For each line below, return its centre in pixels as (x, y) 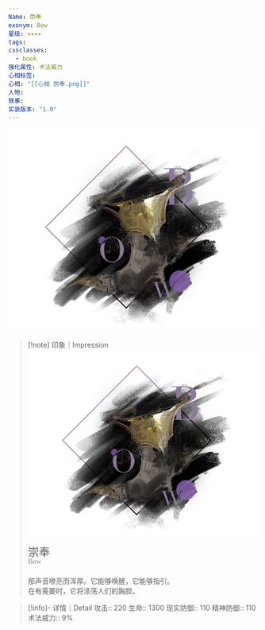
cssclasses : (28, 51)
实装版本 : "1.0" (33, 109)
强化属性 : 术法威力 (36, 68)
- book (26, 59)
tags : (17, 42)
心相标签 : (22, 76)
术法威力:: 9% (50, 617)
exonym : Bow (28, 25)
